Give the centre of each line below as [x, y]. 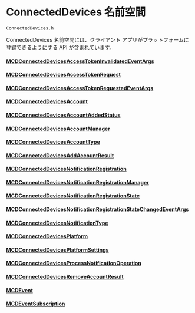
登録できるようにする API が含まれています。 [60, 47]
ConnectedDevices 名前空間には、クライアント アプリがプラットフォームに [98, 39]
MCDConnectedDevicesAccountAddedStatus [63, 115]
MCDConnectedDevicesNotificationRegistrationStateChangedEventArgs [97, 209]
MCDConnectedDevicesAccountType [53, 142]
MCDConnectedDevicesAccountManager [58, 129]
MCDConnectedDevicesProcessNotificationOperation [74, 263]
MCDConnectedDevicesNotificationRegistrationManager [77, 182]
